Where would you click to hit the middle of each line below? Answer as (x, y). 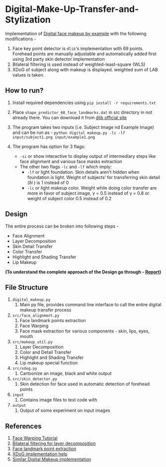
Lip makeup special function (49, 363)
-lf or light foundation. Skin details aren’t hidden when (83, 172)
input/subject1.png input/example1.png (54, 137)
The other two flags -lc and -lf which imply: (66, 167)
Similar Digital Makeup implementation (52, 460)
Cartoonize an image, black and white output (66, 373)
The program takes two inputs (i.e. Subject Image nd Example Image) (83, 127)
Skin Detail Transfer (33, 246)
